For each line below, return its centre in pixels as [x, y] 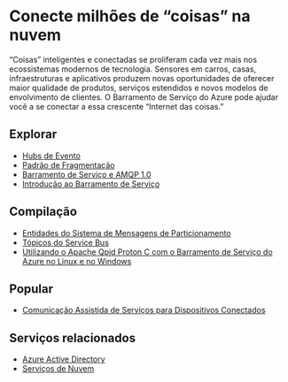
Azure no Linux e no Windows [77, 261]
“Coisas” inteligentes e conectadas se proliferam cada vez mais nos [133, 59]
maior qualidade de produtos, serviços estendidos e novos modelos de [139, 88]
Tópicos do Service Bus [65, 242]
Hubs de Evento [51, 156]
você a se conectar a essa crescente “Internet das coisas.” [117, 106]
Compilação [43, 212]
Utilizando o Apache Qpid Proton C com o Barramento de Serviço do [147, 252]
